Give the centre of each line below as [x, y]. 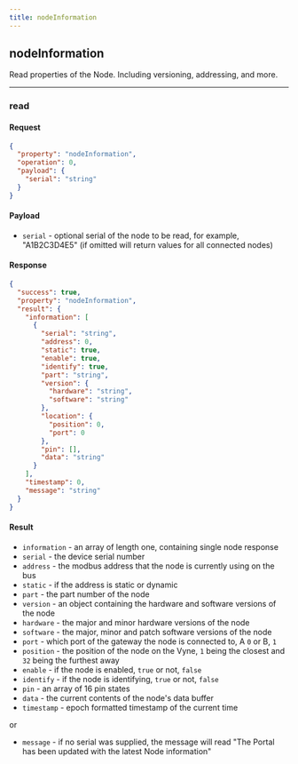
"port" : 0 [67, 433]
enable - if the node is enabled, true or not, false [112, 669]
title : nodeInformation [53, 17]
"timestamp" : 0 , [55, 482]
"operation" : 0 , [47, 163]
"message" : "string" [63, 490]
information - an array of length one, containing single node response [150, 546]
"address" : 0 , [67, 342]
